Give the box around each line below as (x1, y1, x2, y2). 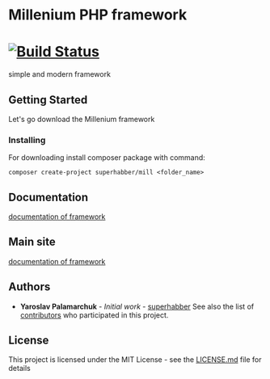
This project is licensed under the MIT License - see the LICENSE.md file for (8, 355, 262, 364)
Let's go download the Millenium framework (8, 114, 155, 124)
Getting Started (8, 93, 88, 107)
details (8, 364, 31, 373)
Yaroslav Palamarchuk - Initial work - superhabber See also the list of (19, 301, 255, 311)
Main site (8, 235, 56, 249)
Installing (8, 134, 46, 145)
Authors (8, 280, 51, 294)
